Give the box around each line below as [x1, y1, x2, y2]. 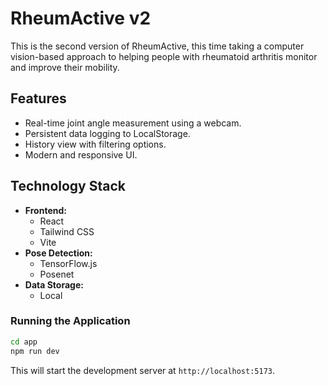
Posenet [39, 268, 75, 280]
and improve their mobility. [10, 61, 120, 73]
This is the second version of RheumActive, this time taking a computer [10, 40, 305, 52]
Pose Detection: [24, 247, 93, 259]
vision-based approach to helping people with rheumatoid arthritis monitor [10, 50, 318, 62]
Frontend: [24, 204, 67, 216]
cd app [10, 337, 38, 347]
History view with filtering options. [24, 138, 167, 150]
